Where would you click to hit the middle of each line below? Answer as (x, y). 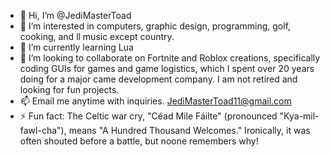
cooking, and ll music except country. (97, 36)
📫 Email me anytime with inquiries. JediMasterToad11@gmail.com (155, 101)
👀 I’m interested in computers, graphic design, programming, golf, (155, 26)
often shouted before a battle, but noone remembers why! (139, 141)
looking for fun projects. (69, 89)
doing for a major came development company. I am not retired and (158, 79)
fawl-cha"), (43, 130)
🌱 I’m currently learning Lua (76, 47)
